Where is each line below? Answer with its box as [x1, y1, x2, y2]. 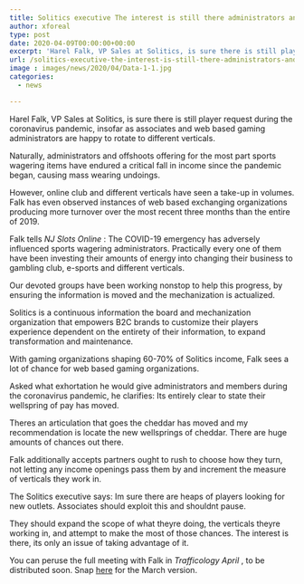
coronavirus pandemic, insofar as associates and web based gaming [9, 123, 266, 134]
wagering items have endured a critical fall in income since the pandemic [9, 159, 282, 170]
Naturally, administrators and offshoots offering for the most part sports [9, 150, 277, 161]
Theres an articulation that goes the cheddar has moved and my [9, 417, 249, 428]
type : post [9, 30, 51, 39]
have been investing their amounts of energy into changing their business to [9, 253, 293, 263]
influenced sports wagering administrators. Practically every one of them [9, 243, 282, 254]
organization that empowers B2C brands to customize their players [9, 316, 260, 327]
